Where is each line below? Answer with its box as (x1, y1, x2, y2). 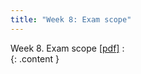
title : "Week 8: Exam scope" (10, 14, 132, 25)
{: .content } (10, 52, 60, 65)
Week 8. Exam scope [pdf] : (10, 42, 125, 54)
